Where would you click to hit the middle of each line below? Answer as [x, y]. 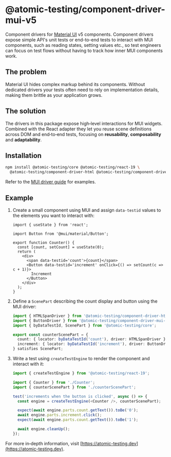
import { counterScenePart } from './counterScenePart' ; [74, 387]
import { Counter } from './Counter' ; [54, 382]
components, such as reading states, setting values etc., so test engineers [83, 45]
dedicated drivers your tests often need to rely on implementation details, [82, 90]
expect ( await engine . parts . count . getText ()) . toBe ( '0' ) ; [78, 410]
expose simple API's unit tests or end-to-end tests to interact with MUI [79, 40]
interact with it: [28, 364]
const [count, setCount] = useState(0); [61, 247]
